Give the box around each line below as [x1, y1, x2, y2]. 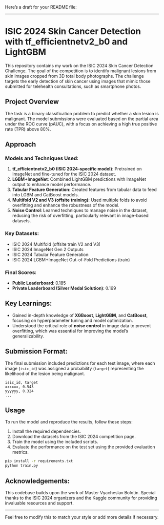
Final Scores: [5, 269, 37, 275]
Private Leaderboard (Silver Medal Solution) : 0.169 [12, 285, 116, 291]
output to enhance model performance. [12, 182, 92, 188]
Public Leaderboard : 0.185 [12, 280, 66, 286]
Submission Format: [5, 347, 68, 356]
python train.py [5, 463, 38, 468]
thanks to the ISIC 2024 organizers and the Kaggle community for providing [5, 495, 158, 501]
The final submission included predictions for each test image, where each [5, 360, 155, 366]
